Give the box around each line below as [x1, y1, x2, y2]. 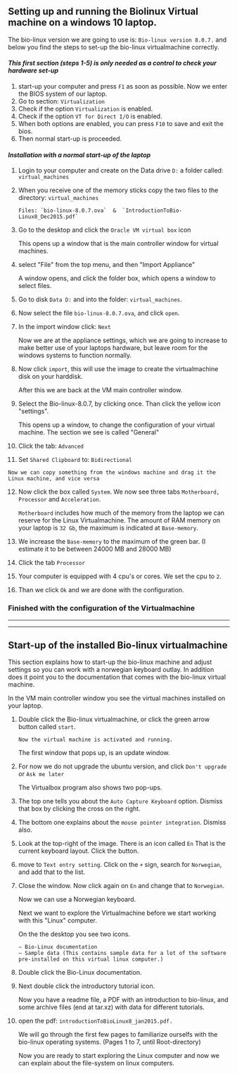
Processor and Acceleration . [18, 495, 101, 504]
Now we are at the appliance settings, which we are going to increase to [18, 336, 228, 344]
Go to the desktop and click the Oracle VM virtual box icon [18, 225, 191, 235]
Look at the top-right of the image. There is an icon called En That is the [18, 839, 226, 848]
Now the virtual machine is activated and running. [18, 736, 173, 744]
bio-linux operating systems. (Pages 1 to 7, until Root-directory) [18, 1038, 201, 1047]
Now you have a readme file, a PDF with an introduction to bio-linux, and [18, 996, 229, 1004]
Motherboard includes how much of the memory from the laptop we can [18, 508, 224, 517]
